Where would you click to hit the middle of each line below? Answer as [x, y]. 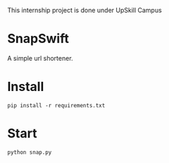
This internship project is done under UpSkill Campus [84, 10]
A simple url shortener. [40, 58]
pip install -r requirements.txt [56, 105]
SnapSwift [38, 39]
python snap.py [30, 152]
